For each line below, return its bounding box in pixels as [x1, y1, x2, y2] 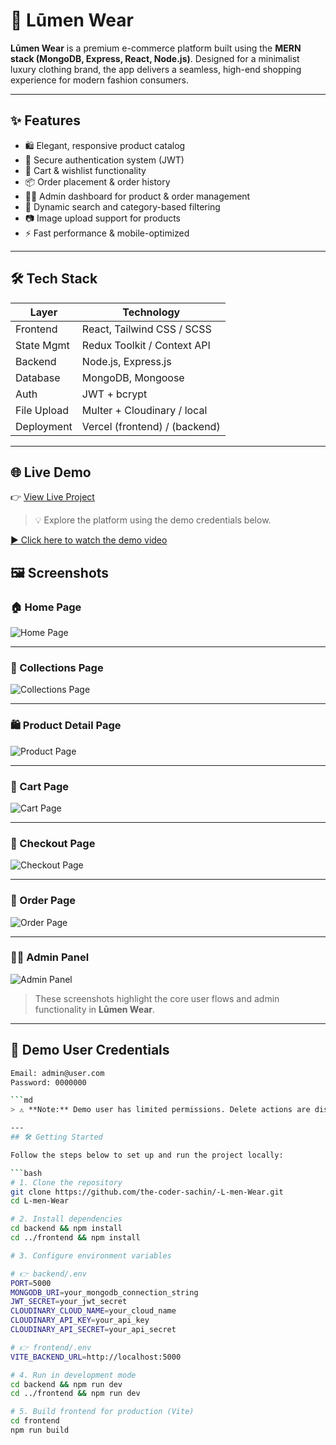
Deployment [15, 419, 73, 433]
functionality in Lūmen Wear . [34, 1003, 156, 1015]
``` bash [10, 1168, 43, 1178]
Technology [122, 305, 181, 319]
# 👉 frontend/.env [10, 1342, 92, 1353]
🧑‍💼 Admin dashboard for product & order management [24, 190, 251, 202]
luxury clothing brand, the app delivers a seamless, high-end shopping [10, 63, 302, 75]
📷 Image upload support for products [24, 212, 182, 224]
